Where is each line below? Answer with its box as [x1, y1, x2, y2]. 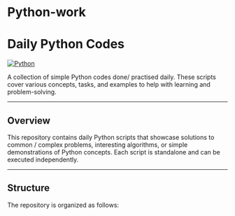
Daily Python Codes [7, 36, 124, 52]
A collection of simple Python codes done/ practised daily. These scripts [7, 73, 217, 81]
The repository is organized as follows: [7, 201, 120, 209]
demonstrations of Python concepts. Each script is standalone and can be [7, 147, 220, 156]
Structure [7, 182, 50, 194]
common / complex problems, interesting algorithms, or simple [7, 141, 188, 149]
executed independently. [7, 155, 79, 164]
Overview [7, 115, 51, 127]
